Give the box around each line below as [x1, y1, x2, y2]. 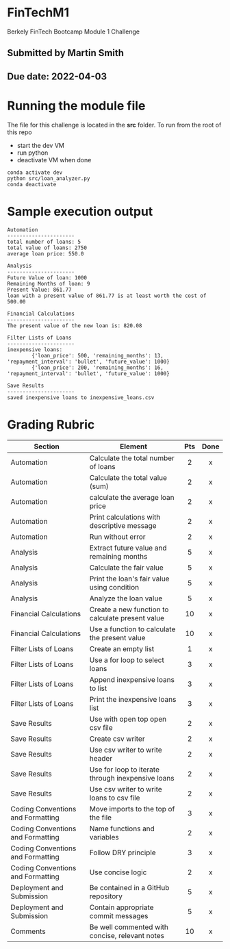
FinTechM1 [7, 5, 70, 21]
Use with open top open [89, 714, 166, 724]
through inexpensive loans [89, 773, 175, 783]
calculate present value [89, 613, 165, 622]
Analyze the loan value [89, 594, 163, 603]
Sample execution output [7, 203, 153, 219]
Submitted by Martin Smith [7, 47, 125, 59]
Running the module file [7, 98, 146, 114]
